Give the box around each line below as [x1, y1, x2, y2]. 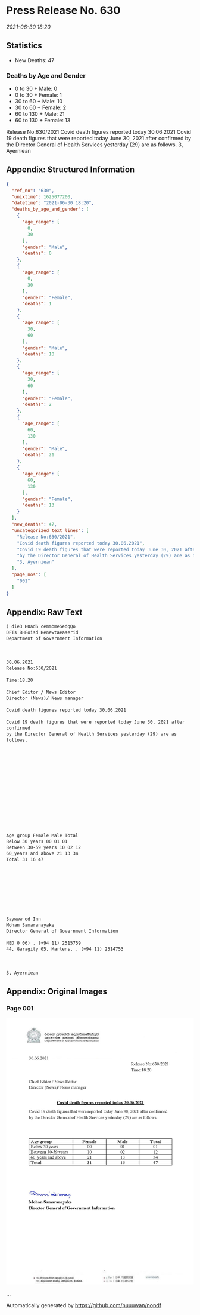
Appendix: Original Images [6, 986, 108, 996]
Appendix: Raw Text [6, 607, 83, 617]
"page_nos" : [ [11, 572, 46, 578]
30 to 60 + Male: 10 [14, 98, 63, 105]
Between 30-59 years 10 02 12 [6, 844, 82, 851]
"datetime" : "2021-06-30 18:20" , [11, 200, 95, 206]
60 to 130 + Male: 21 [14, 110, 65, 118]
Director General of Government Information [6, 928, 118, 935]
